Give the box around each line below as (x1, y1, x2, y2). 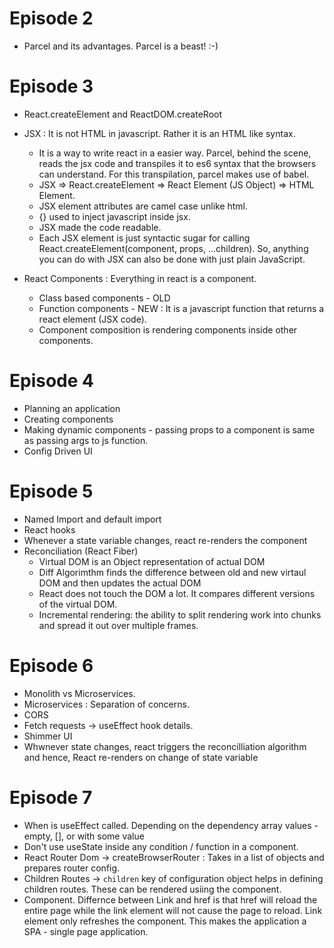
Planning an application (23, 402, 121, 414)
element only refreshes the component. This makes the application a (23, 915, 307, 927)
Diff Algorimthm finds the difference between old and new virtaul (38, 566, 307, 578)
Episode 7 (9, 786, 93, 809)
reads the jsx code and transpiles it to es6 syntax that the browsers (38, 157, 317, 169)
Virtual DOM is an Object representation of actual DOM (38, 555, 266, 567)
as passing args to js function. (23, 434, 149, 446)
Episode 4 (9, 370, 94, 392)
